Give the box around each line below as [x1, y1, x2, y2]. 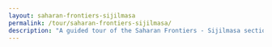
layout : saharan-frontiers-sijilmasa [8, 11, 136, 20]
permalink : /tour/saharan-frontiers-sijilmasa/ [8, 19, 172, 27]
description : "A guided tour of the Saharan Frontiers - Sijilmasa [8, 26, 241, 34]
